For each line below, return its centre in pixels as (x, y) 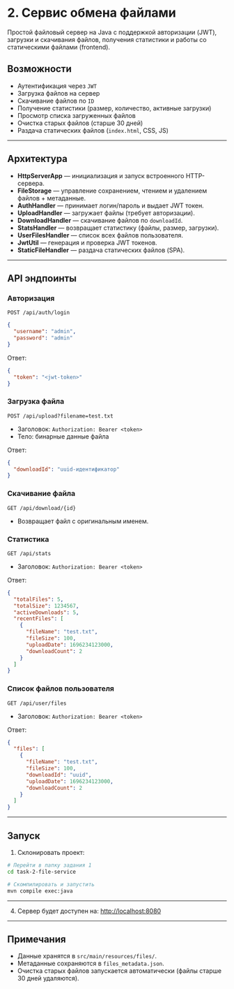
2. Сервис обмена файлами (92, 13)
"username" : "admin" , (45, 332)
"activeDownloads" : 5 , (46, 613)
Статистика (28, 539)
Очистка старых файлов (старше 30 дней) (80, 123)
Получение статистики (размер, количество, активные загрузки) (114, 108)
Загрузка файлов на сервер (58, 93)
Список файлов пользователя (61, 689)
